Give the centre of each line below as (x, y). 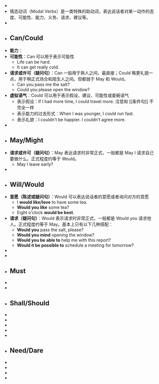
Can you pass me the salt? (43, 84)
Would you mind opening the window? (56, 235)
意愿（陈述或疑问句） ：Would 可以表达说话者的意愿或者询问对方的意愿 (79, 197)
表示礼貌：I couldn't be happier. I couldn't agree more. (71, 119)
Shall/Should (30, 303)
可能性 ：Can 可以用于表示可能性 (42, 56)
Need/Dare (26, 351)
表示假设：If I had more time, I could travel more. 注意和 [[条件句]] (83, 101)
